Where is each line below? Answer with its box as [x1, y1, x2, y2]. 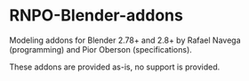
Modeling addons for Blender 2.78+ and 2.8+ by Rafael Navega [9, 35, 242, 45]
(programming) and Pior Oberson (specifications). [9, 44, 193, 54]
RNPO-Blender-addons [9, 5, 184, 26]
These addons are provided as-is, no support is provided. [9, 61, 221, 72]
